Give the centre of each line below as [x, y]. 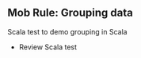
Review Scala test [48, 47]
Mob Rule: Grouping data [70, 13]
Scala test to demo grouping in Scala [67, 31]
